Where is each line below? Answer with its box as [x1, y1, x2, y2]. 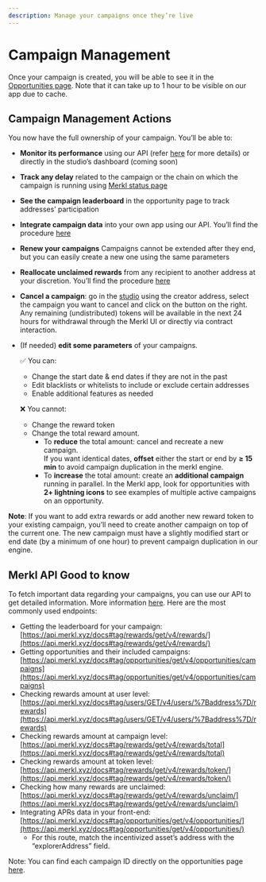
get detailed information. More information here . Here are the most [8, 598, 226, 608]
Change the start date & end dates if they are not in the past [31, 372, 228, 381]
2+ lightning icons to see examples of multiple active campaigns [43, 488, 256, 497]
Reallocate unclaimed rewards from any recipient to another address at [19, 268, 256, 277]
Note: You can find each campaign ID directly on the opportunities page [8, 857, 244, 866]
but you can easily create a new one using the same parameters [19, 252, 230, 262]
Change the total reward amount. [31, 428, 141, 438]
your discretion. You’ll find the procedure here [19, 276, 171, 286]
